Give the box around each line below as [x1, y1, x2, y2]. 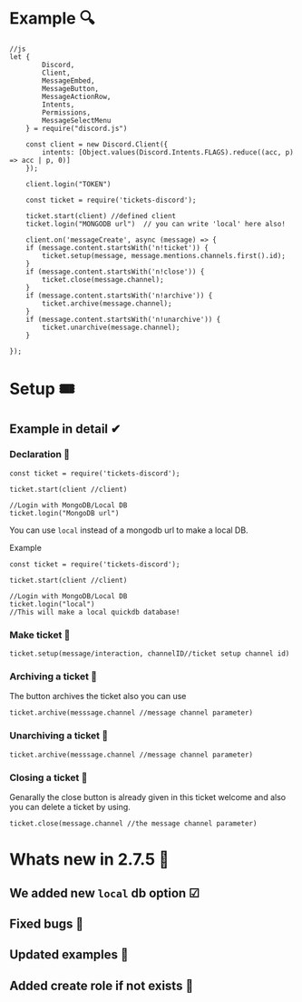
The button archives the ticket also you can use [9, 691, 187, 702]
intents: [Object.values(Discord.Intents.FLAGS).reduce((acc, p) [42, 147, 295, 156]
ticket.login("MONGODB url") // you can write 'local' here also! [25, 219, 286, 228]
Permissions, [42, 107, 92, 117]
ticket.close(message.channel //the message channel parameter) [9, 819, 258, 828]
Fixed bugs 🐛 [9, 916, 84, 931]
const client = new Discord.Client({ [25, 139, 169, 149]
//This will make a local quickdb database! [9, 607, 180, 616]
